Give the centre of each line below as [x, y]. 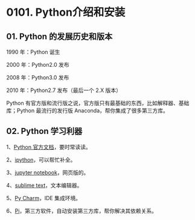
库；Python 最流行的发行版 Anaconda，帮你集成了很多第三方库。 [88, 111]
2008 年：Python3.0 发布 [38, 78]
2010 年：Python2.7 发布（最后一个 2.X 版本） [64, 90]
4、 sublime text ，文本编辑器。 [44, 185]
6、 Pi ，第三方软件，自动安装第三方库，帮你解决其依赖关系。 [82, 210]
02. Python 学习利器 [44, 131]
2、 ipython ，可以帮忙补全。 [41, 159]
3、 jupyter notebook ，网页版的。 [48, 173]
